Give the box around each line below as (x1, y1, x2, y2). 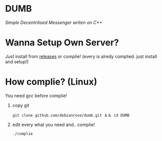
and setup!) (5, 58, 29, 65)
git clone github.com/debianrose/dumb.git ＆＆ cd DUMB (12, 113, 130, 118)
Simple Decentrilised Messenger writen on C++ (5, 19, 103, 25)
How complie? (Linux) (5, 76, 97, 88)
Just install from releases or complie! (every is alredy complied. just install (5, 53, 157, 59)
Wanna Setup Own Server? (5, 37, 119, 48)
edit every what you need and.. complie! (12, 122, 95, 128)
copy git (12, 102, 29, 108)
